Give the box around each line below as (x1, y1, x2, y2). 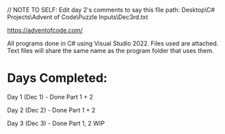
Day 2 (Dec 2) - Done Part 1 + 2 (7, 105, 96, 114)
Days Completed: (7, 71, 108, 86)
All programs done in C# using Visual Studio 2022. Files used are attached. (7, 39, 219, 47)
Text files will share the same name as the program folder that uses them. (7, 47, 214, 54)
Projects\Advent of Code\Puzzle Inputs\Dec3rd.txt (7, 13, 148, 21)
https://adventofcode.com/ (7, 27, 83, 34)
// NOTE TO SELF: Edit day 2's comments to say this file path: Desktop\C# (7, 6, 215, 14)
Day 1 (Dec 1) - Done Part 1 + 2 (7, 93, 94, 101)
